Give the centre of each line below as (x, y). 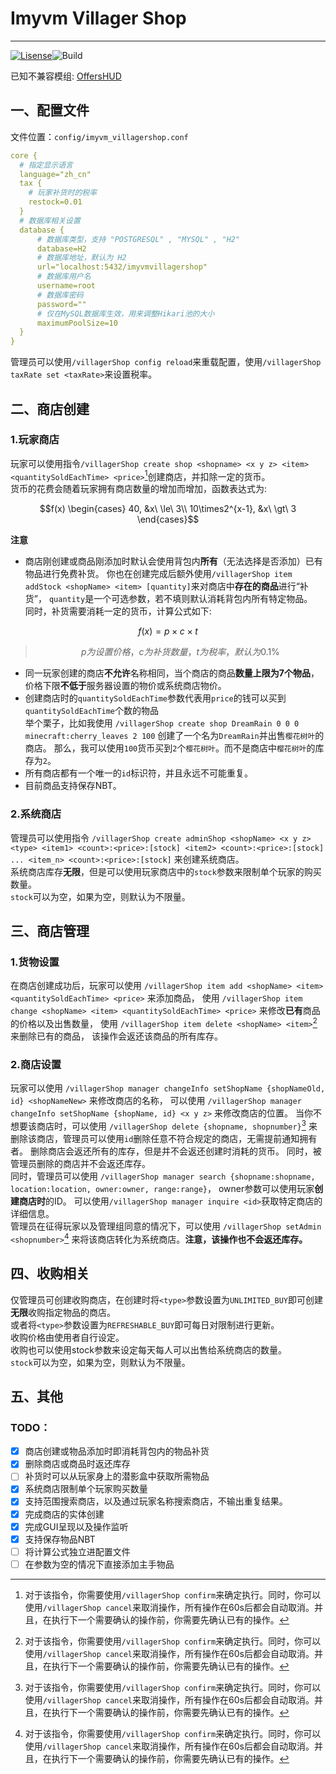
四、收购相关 (50, 1273)
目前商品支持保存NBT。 (73, 786)
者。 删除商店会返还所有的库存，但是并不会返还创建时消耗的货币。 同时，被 (166, 1151)
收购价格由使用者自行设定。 (67, 1337)
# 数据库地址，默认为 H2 (81, 258)
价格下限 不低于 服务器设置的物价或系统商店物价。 (125, 686)
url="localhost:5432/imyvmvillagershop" (122, 267)
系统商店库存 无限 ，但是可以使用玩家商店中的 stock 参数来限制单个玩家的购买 (166, 871)
